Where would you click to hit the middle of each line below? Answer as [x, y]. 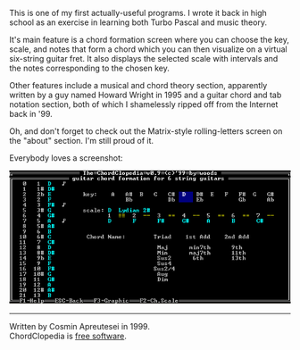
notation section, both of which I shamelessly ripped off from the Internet [144, 104]
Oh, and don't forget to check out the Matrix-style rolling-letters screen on [146, 131]
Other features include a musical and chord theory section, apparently [138, 85]
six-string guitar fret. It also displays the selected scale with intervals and [144, 58]
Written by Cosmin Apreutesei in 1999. [79, 326]
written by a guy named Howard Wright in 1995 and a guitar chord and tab [146, 95]
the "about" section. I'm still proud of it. [82, 141]
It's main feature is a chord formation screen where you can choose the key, [150, 40]
